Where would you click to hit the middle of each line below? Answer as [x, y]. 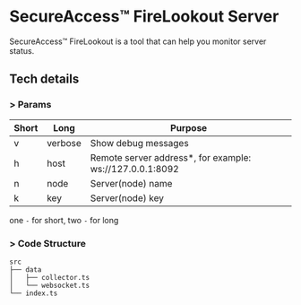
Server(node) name [131, 183]
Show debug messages [140, 143]
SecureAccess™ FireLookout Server [144, 17]
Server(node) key [127, 197]
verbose [64, 143]
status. [22, 50]
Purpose [189, 127]
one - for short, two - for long [64, 220]
